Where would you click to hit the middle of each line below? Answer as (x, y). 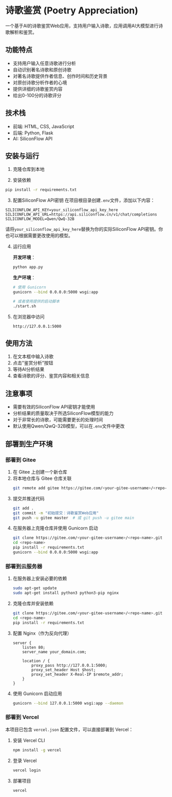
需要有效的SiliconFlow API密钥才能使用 (54, 407)
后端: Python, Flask (33, 133)
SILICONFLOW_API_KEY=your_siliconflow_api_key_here (62, 210)
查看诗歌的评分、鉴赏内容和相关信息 (51, 376)
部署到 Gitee (21, 460)
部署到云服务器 (24, 566)
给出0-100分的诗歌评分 (37, 95)
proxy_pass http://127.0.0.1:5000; (70, 665)
